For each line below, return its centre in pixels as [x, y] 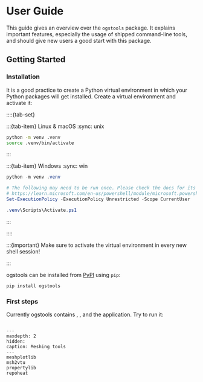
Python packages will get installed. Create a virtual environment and [91, 96]
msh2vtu [16, 362]
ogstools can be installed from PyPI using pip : [63, 275]
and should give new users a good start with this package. [79, 40]
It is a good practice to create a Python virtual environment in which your [97, 90]
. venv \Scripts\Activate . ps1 [42, 210]
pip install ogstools [34, 286]
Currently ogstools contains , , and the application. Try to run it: [85, 314]
